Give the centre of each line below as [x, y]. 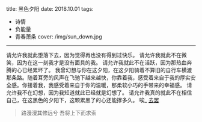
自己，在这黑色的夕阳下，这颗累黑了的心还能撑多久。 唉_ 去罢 [83, 100]
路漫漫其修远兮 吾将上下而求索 [59, 113]
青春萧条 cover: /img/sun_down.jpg [58, 37]
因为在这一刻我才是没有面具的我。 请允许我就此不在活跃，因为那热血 [102, 63]
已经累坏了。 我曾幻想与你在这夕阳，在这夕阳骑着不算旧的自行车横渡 [107, 70]
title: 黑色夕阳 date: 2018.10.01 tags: [50, 9]
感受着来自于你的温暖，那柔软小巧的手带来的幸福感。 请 [123, 85]
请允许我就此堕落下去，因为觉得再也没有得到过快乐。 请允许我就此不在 [94, 55]
